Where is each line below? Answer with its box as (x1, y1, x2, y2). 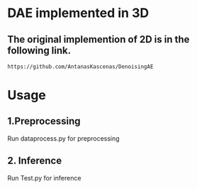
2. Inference (7, 155, 62, 167)
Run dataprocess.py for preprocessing (7, 134, 120, 143)
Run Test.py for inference (7, 173, 81, 182)
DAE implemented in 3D (7, 5, 150, 21)
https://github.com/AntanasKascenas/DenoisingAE (7, 63, 154, 70)
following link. (7, 44, 72, 56)
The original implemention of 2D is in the (7, 33, 190, 45)
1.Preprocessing (7, 115, 81, 127)
